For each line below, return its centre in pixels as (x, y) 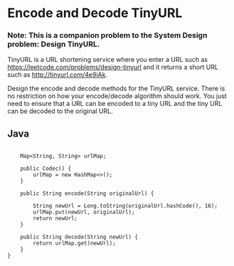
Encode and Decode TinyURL (95, 13)
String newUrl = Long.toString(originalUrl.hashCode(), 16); (126, 206)
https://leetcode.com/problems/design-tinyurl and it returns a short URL (113, 67)
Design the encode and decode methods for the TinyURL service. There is (116, 89)
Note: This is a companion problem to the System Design (107, 36)
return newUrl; (55, 218)
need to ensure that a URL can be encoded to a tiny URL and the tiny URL (115, 104)
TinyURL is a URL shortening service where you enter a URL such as (108, 60)
